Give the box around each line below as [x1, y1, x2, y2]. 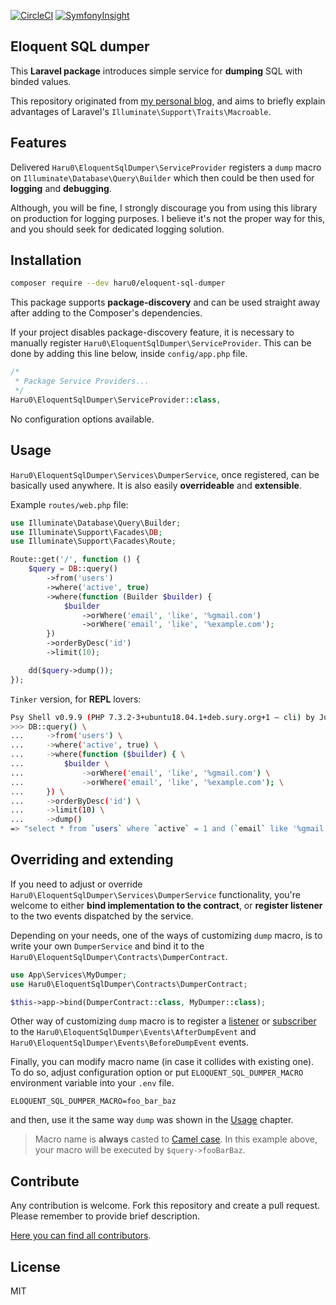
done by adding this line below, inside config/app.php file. [10, 348, 248, 360]
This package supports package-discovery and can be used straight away [10, 296, 320, 309]
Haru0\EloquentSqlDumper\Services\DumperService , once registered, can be [10, 468, 320, 480]
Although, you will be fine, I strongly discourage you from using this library [10, 201, 318, 214]
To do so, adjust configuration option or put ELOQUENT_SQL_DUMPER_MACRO [10, 1066, 304, 1079]
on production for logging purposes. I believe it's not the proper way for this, [10, 212, 326, 224]
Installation [10, 252, 82, 269]
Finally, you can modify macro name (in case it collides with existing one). [10, 1056, 315, 1068]
